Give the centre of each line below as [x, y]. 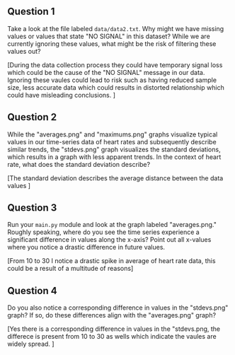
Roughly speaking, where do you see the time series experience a [103, 232]
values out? [24, 51]
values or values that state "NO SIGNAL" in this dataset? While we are [109, 36]
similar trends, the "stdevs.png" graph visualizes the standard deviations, [114, 149]
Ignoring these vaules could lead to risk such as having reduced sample [112, 80]
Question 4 [33, 290]
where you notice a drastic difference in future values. [86, 248]
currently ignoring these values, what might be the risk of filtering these [112, 43]
